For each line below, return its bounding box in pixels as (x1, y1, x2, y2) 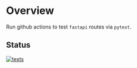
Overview (6, 4, 54, 17)
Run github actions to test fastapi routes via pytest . (6, 23, 132, 30)
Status (6, 40, 31, 50)
